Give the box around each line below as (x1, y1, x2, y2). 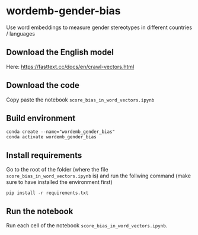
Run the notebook (6, 206, 74, 216)
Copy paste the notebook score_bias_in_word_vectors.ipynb (6, 96, 155, 103)
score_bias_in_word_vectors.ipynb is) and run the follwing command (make (6, 172, 191, 179)
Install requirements (6, 150, 82, 160)
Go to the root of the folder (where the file (6, 166, 108, 173)
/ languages (6, 30, 36, 37)
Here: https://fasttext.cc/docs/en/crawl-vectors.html (6, 63, 135, 70)
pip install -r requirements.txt (6, 190, 89, 196)
